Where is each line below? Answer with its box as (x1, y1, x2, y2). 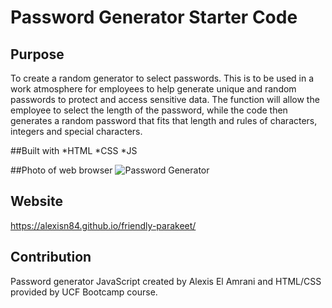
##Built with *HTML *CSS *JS (10, 145, 138, 156)
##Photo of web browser (10, 164, 113, 176)
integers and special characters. (10, 126, 143, 137)
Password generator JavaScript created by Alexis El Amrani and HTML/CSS (10, 275, 322, 287)
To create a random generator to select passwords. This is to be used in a (10, 72, 315, 84)
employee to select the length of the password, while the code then (10, 104, 288, 116)
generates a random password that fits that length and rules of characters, (10, 115, 318, 126)
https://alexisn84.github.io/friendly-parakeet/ (10, 219, 197, 231)
